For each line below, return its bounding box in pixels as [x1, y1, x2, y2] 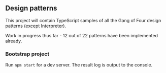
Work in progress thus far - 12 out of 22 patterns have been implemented [5, 32, 158, 38]
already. [5, 38, 22, 44]
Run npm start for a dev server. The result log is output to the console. [5, 62, 153, 68]
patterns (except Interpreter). [5, 23, 67, 29]
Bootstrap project [5, 50, 50, 57]
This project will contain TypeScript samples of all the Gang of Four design [5, 17, 161, 23]
